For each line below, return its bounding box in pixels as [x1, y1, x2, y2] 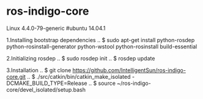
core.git [6, 73, 26, 80]
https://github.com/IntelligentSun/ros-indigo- [72, 66, 186, 74]
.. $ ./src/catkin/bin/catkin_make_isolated [27, 73, 131, 80]
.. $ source [88, 79, 116, 87]
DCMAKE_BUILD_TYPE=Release [6, 79, 87, 87]
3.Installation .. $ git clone [6, 66, 72, 74]
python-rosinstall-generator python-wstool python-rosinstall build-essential [6, 43, 197, 50]
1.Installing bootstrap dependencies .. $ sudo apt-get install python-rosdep [6, 36, 195, 43]
